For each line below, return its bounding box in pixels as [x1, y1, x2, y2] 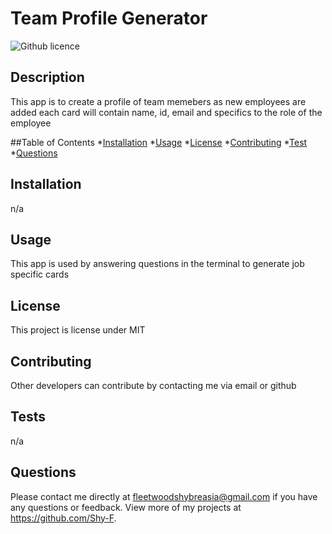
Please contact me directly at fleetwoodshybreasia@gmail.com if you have [10, 490, 318, 502]
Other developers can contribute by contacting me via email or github [10, 380, 297, 391]
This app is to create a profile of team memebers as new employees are [10, 95, 307, 107]
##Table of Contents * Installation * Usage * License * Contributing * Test [10, 136, 308, 148]
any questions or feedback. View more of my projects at [10, 501, 242, 513]
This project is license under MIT [10, 324, 146, 336]
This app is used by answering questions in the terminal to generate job [10, 258, 305, 270]
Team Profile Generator [10, 7, 208, 30]
